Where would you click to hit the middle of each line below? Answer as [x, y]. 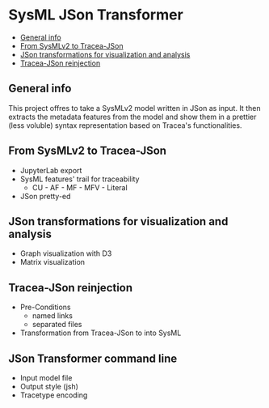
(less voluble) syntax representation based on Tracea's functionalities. [125, 125]
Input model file [46, 378]
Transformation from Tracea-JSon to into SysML [101, 333]
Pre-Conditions [45, 307]
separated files [57, 325]
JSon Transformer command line [93, 358]
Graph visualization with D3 [66, 253]
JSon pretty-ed [45, 196]
